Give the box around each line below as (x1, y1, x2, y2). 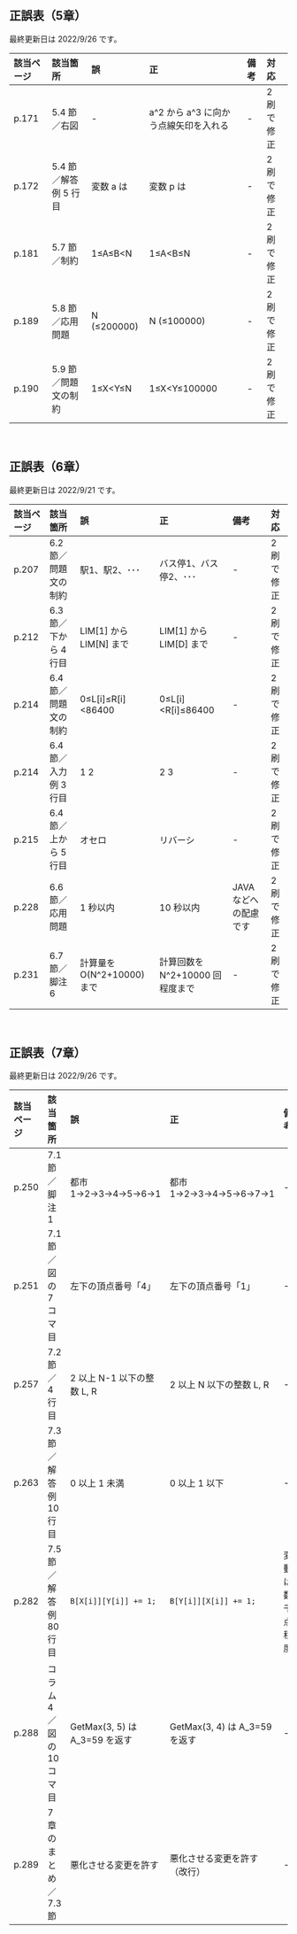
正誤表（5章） (9, 8, 87, 24)
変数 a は (91, 180, 128, 192)
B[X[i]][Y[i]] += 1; (70, 1597, 156, 1606)
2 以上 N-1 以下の (70, 1372, 146, 1384)
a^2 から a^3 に (148, 105, 213, 118)
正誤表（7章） (9, 1046, 87, 1061)
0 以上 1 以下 (169, 1477, 225, 1489)
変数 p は (148, 180, 187, 192)
